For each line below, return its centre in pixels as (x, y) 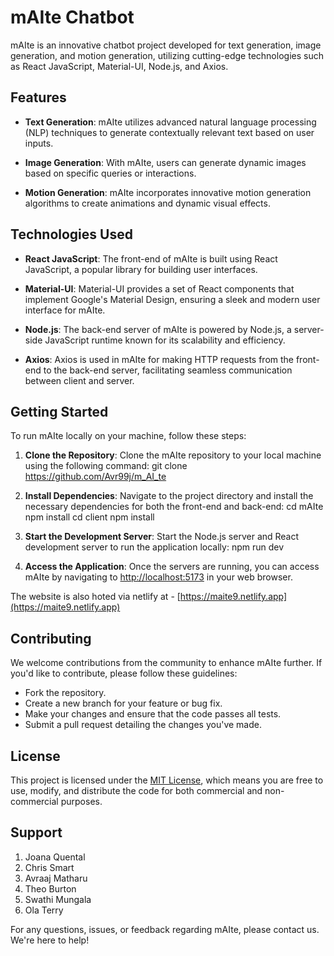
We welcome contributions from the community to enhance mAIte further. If (166, 663)
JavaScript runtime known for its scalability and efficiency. (165, 340)
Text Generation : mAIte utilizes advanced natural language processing (170, 122)
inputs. (39, 143)
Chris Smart (49, 867)
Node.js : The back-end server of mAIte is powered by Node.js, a (158, 329)
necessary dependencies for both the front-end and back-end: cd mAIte (174, 507)
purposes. (81, 801)
